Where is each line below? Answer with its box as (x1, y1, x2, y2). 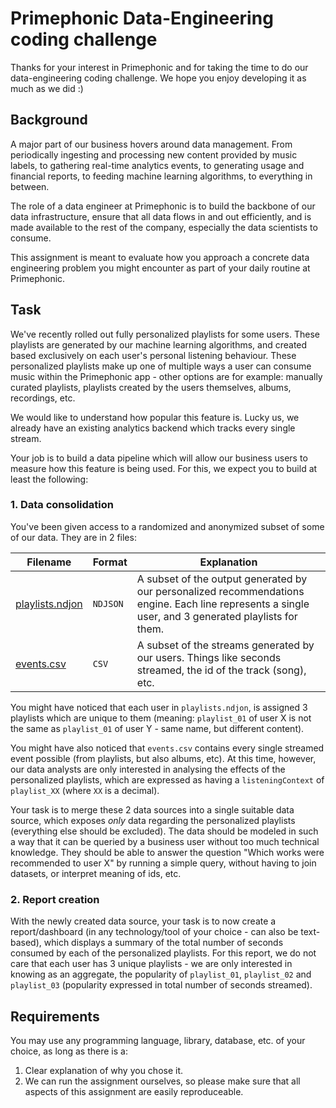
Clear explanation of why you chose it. (24, 1064, 184, 1076)
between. (10, 180, 50, 192)
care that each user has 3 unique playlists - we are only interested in (10, 958, 293, 970)
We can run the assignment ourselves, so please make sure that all (24, 1075, 301, 1087)
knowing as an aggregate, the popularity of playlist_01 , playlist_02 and (10, 968, 312, 981)
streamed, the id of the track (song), (136, 663, 307, 677)
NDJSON (92, 598, 124, 609)
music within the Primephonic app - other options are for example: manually (10, 370, 323, 382)
